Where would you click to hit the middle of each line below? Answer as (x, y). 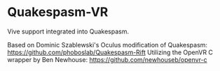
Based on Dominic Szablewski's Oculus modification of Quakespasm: (108, 45)
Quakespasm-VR (58, 12)
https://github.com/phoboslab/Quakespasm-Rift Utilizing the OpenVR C (110, 52)
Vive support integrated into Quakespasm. (68, 31)
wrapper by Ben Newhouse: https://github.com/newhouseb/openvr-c (108, 59)
